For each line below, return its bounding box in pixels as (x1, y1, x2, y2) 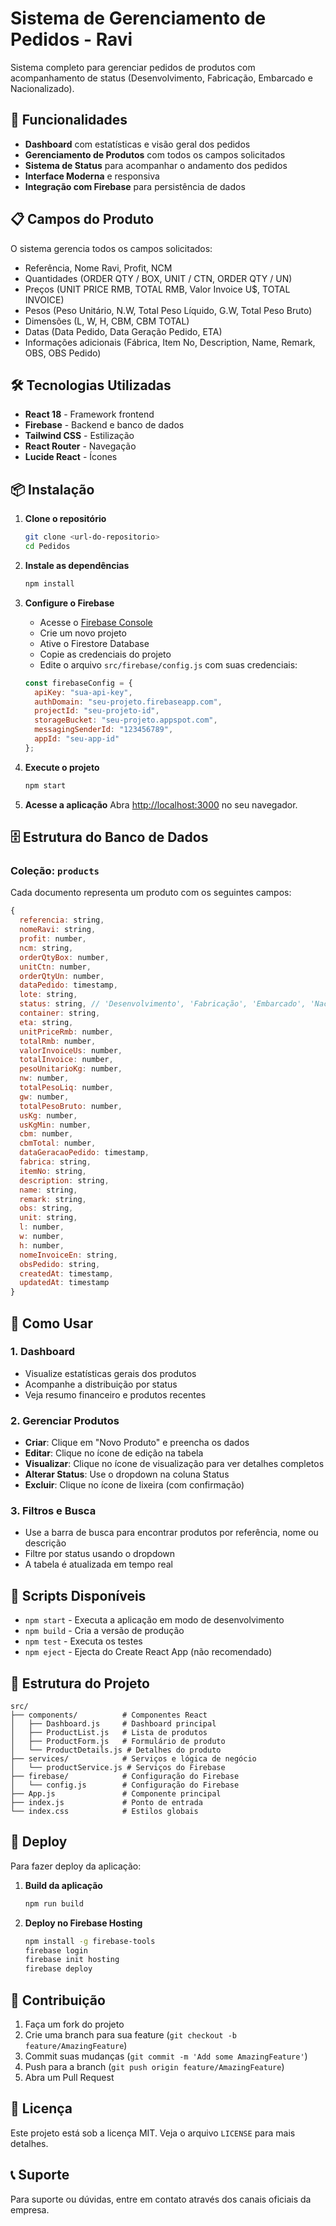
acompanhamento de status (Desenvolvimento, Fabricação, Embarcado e (10, 72, 313, 84)
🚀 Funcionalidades (10, 112, 128, 129)
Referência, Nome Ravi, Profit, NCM (24, 262, 173, 274)
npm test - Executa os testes (24, 1635, 143, 1647)
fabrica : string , (19, 1157, 92, 1167)
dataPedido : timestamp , (19, 980, 118, 991)
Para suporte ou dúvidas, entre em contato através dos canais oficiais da (10, 2193, 312, 2205)
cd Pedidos (24, 542, 71, 552)
